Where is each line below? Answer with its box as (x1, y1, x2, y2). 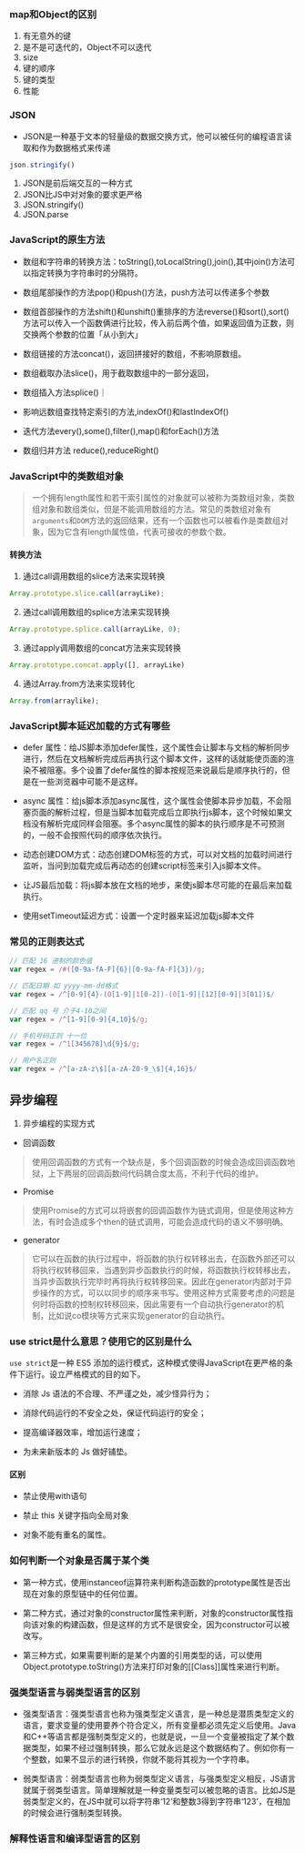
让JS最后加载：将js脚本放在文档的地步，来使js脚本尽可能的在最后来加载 (22, 880, 293, 891)
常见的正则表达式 (9, 935, 85, 947)
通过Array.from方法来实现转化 (22, 678, 136, 689)
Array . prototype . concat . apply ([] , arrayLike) (9, 661, 185, 670)
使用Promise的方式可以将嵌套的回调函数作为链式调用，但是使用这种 (31, 1204, 287, 1216)
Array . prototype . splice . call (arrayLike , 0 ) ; (9, 625, 181, 634)
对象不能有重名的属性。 (22, 1529, 111, 1540)
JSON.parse (22, 209, 69, 220)
